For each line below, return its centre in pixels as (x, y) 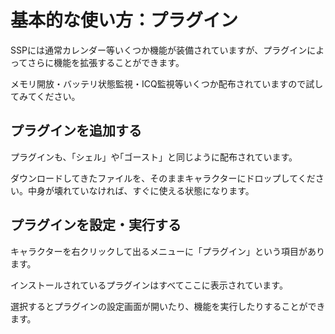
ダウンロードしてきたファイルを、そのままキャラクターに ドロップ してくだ (163, 178)
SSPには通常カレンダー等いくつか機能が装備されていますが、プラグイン (159, 50)
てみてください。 (45, 96)
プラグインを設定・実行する (96, 225)
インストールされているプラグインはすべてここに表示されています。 (149, 285)
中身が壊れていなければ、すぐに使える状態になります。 (141, 190)
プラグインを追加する (76, 131)
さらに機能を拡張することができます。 (106, 62)
